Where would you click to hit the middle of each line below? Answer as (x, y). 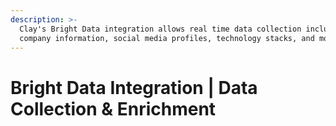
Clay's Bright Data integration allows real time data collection (160, 29)
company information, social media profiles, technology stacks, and (167, 38)
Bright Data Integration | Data (134, 87)
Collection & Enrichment (113, 108)
